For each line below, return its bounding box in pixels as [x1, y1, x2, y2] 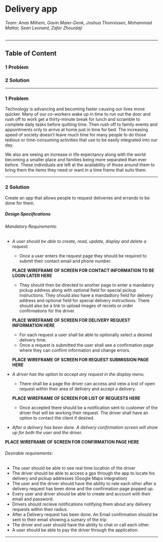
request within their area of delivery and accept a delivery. [19, 386, 136, 392]
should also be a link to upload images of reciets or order [19, 303, 133, 309]
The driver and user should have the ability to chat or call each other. [12, 522, 150, 528]
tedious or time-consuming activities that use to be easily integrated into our [5, 137, 158, 143]
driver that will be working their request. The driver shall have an [19, 410, 148, 416]
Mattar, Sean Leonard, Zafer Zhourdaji [5, 25, 82, 31]
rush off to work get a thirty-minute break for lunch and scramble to [5, 117, 141, 122]
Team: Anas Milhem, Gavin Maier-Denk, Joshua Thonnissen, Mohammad [5, 19, 152, 25]
